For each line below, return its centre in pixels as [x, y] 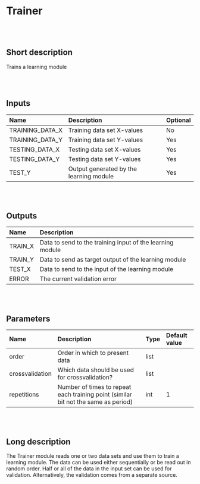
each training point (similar [95, 395]
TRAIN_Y [22, 260]
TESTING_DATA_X [35, 149]
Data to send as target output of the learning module [113, 260]
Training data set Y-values [106, 140]
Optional [178, 120]
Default [176, 335]
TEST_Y [20, 172]
